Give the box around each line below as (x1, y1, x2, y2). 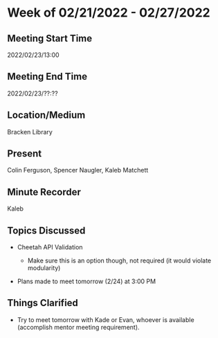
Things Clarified (7, 297, 78, 309)
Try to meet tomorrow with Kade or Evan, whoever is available (17, 315, 195, 323)
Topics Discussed (7, 224, 86, 236)
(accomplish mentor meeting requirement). (17, 323, 140, 331)
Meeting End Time (7, 71, 88, 82)
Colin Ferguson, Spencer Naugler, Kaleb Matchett (7, 166, 149, 175)
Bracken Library (7, 127, 53, 136)
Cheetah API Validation (17, 243, 83, 251)
